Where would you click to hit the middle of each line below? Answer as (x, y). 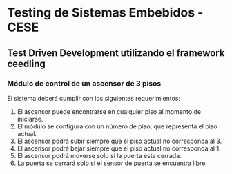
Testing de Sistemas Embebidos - (105, 13)
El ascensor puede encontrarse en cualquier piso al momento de (109, 111)
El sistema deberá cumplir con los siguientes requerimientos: (94, 98)
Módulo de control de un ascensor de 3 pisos (84, 83)
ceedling (27, 64)
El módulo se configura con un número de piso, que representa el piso (117, 126)
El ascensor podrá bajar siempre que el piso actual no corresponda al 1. (119, 148)
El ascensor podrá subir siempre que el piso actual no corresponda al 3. (119, 141)
